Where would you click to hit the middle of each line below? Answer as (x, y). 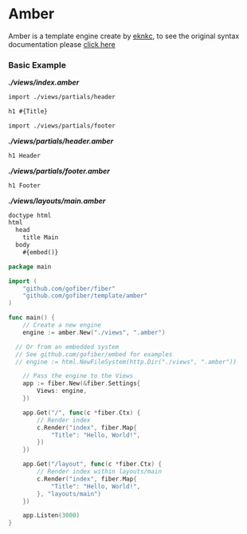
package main (30, 267)
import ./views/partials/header (62, 97)
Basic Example (37, 65)
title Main (41, 238)
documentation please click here (62, 44)
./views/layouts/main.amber (57, 201)
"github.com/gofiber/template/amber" (85, 296)
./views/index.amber (44, 82)
